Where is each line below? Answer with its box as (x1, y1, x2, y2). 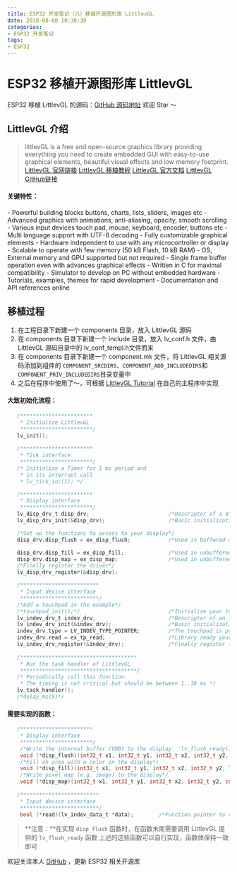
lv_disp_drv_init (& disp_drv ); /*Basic (16, 517, 191, 524)
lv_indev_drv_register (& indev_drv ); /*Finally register (16, 641, 226, 648)
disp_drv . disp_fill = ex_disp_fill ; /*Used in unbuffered (16, 549, 232, 556)
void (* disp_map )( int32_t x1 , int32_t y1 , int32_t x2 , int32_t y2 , (20, 778, 223, 785)
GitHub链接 (24, 175, 58, 183)
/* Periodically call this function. (16, 673, 128, 680)
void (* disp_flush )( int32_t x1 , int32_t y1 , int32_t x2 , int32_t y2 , (20, 752, 229, 759)
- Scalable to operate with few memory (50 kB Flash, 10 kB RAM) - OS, (7, 245, 213, 254)
